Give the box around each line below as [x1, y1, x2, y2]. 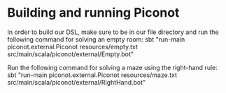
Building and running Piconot [7, 5, 180, 21]
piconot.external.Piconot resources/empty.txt [7, 42, 139, 51]
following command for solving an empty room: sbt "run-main [7, 35, 185, 43]
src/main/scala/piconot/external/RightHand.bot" [7, 78, 146, 86]
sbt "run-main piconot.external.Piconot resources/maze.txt [7, 71, 177, 79]
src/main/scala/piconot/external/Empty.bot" [7, 50, 134, 58]
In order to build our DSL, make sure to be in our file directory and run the [7, 28, 219, 36]
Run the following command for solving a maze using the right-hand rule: [7, 63, 218, 71]
